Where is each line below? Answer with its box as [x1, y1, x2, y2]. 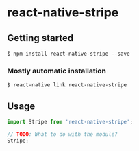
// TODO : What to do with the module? [7, 130, 118, 138]
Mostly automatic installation [7, 66, 107, 75]
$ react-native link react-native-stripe [7, 82, 127, 89]
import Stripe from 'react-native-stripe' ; [7, 119, 134, 126]
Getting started [7, 32, 74, 44]
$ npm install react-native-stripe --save [7, 50, 130, 57]
